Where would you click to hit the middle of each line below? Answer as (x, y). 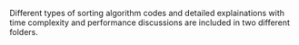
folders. (24, 32)
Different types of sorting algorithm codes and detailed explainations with (147, 13)
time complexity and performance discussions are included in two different (150, 22)
